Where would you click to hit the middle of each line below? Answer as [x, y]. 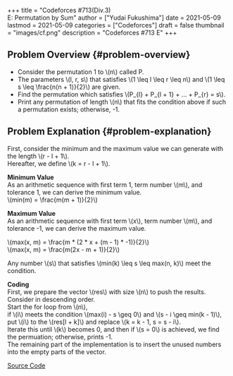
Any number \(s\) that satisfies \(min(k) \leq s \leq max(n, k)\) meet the [109, 263]
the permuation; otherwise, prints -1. [60, 336]
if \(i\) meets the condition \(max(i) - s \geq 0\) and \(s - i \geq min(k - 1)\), [115, 314]
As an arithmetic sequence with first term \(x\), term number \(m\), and [110, 221]
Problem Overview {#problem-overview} [99, 55]
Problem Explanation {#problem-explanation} [109, 132]
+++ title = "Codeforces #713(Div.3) [59, 10]
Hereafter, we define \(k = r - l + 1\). [59, 163]
